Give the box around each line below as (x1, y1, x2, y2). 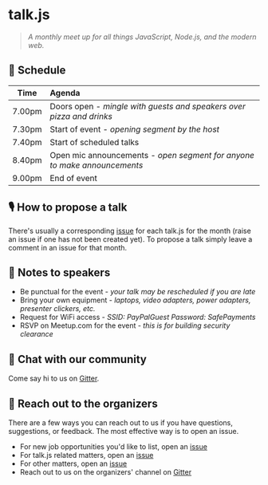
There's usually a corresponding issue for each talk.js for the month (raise (8, 226, 251, 235)
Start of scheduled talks (49, 136, 140, 148)
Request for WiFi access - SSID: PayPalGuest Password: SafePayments (19, 313, 256, 322)
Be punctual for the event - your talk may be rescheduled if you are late (19, 287, 256, 297)
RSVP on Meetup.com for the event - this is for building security (19, 321, 231, 330)
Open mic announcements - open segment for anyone (49, 149, 255, 160)
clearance (19, 329, 53, 339)
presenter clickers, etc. (19, 304, 96, 313)
